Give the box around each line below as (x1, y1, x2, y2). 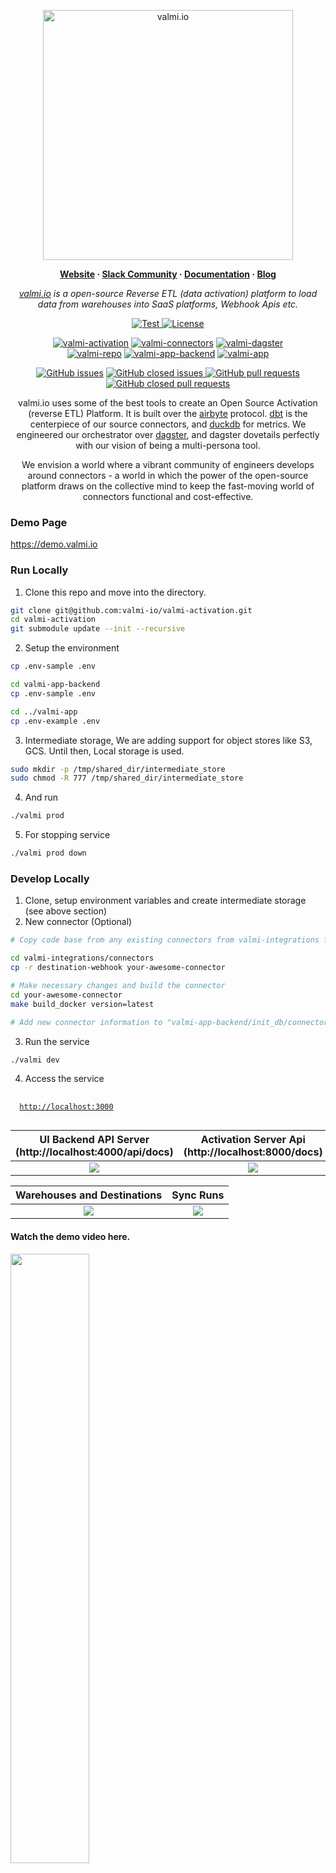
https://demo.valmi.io (10, 538, 98, 550)
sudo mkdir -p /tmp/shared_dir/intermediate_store (10, 764, 226, 774)
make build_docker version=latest (10, 999, 155, 1009)
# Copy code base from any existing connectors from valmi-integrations (10, 935, 320, 945)
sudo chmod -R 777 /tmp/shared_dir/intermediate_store (10, 773, 244, 784)
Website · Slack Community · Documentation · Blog (59, 268, 277, 280)
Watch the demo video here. (10, 1230, 131, 1242)
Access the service (24, 1073, 105, 1085)
